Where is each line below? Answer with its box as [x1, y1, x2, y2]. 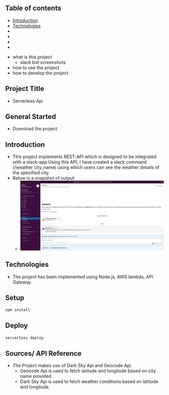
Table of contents [5, 4, 61, 13]
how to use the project [12, 64, 59, 70]
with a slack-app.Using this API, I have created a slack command [12, 159, 147, 165]
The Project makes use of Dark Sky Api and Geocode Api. [12, 362, 132, 369]
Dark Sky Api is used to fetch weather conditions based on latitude [20, 378, 158, 384]
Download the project [12, 126, 58, 132]
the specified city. [12, 170, 50, 176]
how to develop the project [12, 70, 68, 76]
